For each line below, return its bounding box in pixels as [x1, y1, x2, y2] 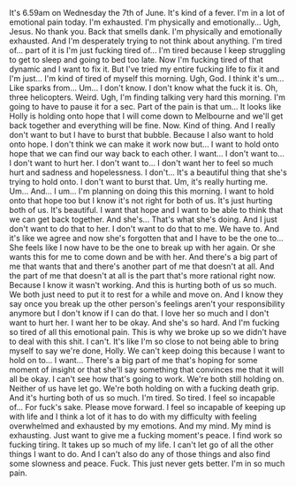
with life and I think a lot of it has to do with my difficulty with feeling [9, 411, 258, 422]
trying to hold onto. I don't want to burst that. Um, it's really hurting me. [9, 177, 269, 186]
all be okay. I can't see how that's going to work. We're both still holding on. [9, 374, 285, 384]
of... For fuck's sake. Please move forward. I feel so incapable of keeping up [9, 402, 286, 412]
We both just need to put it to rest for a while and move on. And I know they [9, 289, 284, 300]
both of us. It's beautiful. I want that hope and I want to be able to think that [9, 205, 284, 215]
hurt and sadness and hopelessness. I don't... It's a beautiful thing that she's [9, 167, 287, 178]
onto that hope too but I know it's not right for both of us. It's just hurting [9, 195, 273, 206]
